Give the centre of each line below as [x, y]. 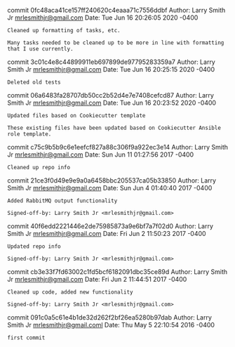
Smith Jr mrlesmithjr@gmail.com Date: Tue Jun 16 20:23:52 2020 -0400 [112, 103]
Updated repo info [34, 247]
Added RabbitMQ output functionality [62, 201]
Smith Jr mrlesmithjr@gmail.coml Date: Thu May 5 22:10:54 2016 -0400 [111, 325]
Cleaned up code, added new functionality [70, 292]
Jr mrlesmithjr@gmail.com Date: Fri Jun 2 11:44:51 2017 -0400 [97, 279]
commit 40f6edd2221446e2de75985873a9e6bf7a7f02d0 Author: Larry [110, 226]
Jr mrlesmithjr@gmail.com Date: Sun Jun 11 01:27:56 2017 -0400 [101, 155]
